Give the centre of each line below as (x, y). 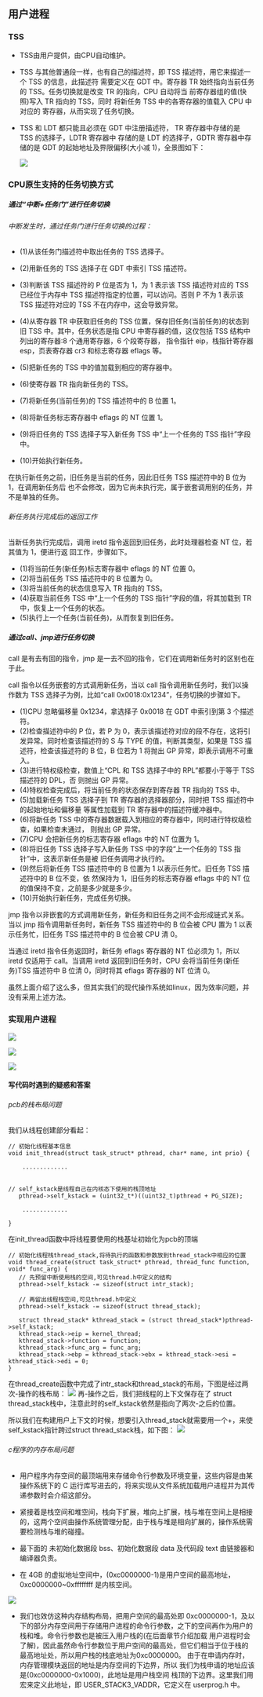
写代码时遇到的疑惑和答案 (49, 1085)
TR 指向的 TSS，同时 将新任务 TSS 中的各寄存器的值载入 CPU (144, 101)
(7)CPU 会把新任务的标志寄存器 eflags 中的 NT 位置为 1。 (111, 839)
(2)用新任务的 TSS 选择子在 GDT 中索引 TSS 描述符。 (105, 269)
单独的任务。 (42, 497)
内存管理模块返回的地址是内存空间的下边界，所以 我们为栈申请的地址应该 (137, 1665)
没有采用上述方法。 (39, 997)
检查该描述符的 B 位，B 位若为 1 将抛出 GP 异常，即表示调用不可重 (147, 751)
